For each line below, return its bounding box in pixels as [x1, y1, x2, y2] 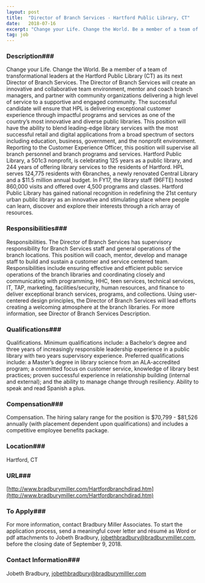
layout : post [6, 9, 40, 15]
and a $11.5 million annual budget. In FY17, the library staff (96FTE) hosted [6, 176, 193, 184]
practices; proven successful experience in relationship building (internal [6, 372, 190, 379]
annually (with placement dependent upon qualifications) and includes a [6, 420, 188, 427]
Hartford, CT [6, 456, 39, 463]
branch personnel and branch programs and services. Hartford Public [6, 151, 182, 158]
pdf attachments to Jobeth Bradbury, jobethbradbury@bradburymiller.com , [6, 534, 196, 541]
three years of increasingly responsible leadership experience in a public [6, 345, 190, 353]
